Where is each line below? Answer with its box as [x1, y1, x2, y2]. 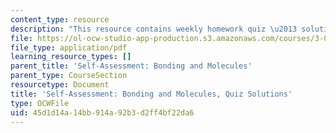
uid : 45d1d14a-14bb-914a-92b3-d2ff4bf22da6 [10, 107, 195, 118]
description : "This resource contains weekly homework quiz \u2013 [10, 24, 298, 34]
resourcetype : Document [10, 80, 110, 90]
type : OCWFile [10, 98, 70, 108]
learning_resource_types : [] [10, 52, 132, 62]
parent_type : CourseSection [10, 71, 128, 81]
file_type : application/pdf [10, 42, 128, 53]
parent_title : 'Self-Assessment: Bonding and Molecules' [10, 61, 253, 71]
